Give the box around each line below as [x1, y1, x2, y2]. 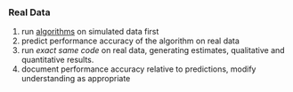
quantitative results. [20, 55, 94, 65]
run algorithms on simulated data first [20, 27, 159, 37]
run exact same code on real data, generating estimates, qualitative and [20, 45, 286, 56]
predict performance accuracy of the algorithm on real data [20, 35, 240, 46]
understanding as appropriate [20, 73, 131, 84]
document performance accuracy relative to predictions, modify [20, 64, 256, 74]
